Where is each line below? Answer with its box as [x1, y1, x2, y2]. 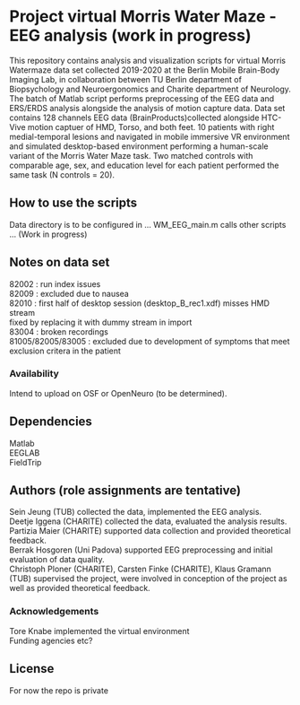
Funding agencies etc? [9, 635, 93, 646]
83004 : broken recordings [9, 326, 109, 337]
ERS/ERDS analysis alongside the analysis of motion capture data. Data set [9, 102, 286, 113]
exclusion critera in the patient [9, 345, 121, 356]
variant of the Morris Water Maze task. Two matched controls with [9, 150, 253, 161]
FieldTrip [9, 457, 42, 467]
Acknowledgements [9, 605, 99, 618]
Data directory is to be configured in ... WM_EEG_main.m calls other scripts [9, 219, 287, 230]
